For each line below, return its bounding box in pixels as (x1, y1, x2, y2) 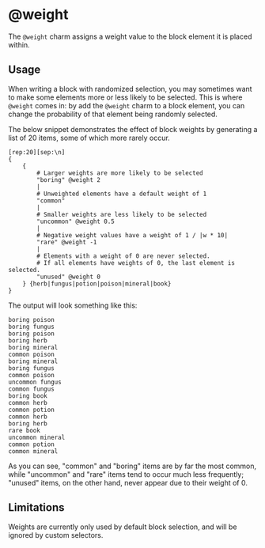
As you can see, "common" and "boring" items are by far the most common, (8, 461, 257, 471)
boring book (8, 391, 47, 400)
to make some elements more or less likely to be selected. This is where (8, 93, 243, 102)
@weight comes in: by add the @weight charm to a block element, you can (8, 100, 245, 110)
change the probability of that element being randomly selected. (8, 109, 218, 119)
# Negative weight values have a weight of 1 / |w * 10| (36, 231, 228, 239)
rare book (8, 426, 41, 434)
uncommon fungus (8, 378, 62, 386)
